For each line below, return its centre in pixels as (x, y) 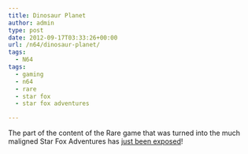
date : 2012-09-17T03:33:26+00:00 (63, 38)
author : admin (31, 23)
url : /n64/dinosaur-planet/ (54, 45)
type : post (26, 30)
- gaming (30, 74)
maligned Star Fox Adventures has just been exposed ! (96, 141)
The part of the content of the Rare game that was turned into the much (124, 133)
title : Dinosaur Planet (47, 15)
